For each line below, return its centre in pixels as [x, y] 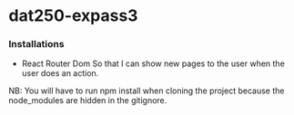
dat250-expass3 [73, 16]
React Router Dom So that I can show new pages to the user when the [153, 63]
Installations [36, 44]
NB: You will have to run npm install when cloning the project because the [147, 91]
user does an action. [60, 73]
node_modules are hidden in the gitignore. [88, 101]
